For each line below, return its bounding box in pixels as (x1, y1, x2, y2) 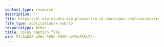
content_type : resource (5, 7, 54, 12)
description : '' (5, 12, 38, 17)
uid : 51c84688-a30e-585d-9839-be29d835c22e (5, 35, 95, 40)
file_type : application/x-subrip (5, 21, 73, 26)
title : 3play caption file (5, 30, 60, 35)
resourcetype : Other (5, 25, 47, 30)
